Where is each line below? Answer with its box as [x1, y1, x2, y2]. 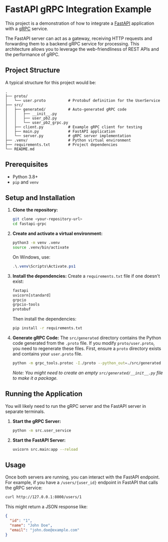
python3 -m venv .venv [12, 240, 60, 246]
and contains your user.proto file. [12, 351, 83, 356]
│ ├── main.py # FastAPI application [5, 129, 115, 134]
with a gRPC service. [5, 25, 49, 31]
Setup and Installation [5, 193, 75, 202]
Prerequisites [5, 160, 48, 169]
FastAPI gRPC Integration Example [5, 4, 152, 15]
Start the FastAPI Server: [12, 437, 66, 443]
